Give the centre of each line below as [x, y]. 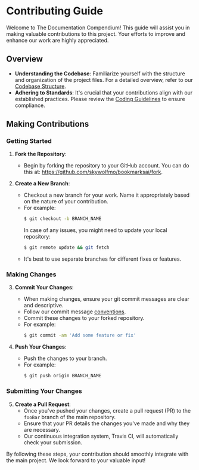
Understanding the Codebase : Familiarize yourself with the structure [100, 74]
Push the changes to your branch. [65, 358]
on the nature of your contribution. [66, 202]
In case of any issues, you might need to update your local [95, 230]
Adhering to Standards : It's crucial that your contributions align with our [104, 92]
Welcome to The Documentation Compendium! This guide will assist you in [98, 28]
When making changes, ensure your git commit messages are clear [106, 299]
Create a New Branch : [42, 184]
